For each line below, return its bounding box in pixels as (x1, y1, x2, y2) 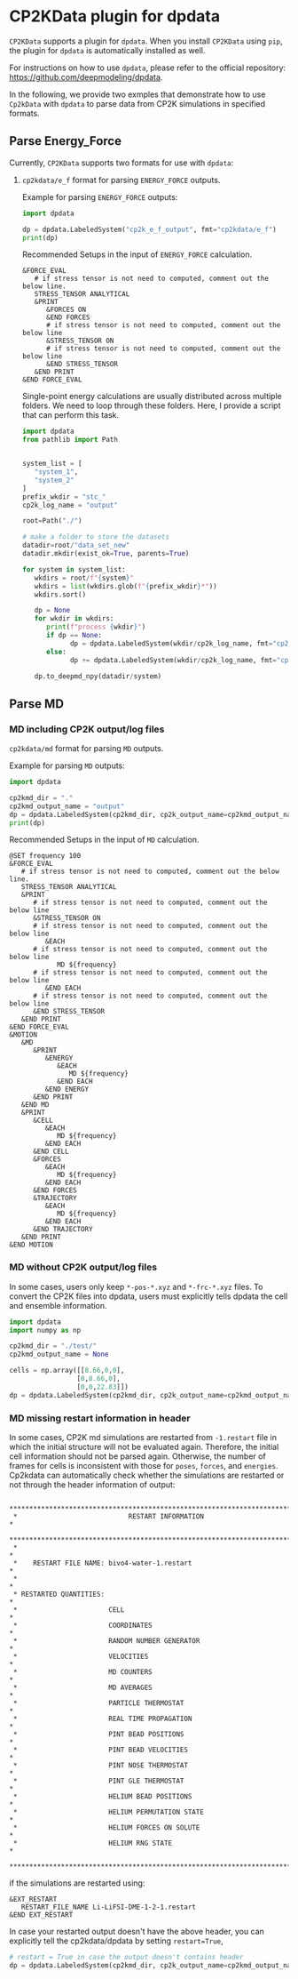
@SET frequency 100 (9, 852, 82, 861)
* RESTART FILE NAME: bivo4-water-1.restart (12, 1558, 192, 1568)
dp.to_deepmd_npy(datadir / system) (34, 671, 162, 681)
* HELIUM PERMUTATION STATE (12, 1807, 204, 1817)
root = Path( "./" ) (21, 517, 82, 525)
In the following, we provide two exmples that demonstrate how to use (9, 89, 266, 100)
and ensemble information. (9, 1300, 108, 1310)
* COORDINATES (12, 1621, 153, 1630)
